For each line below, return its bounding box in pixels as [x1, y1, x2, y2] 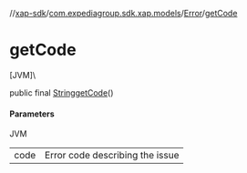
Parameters [9, 108, 55, 119]
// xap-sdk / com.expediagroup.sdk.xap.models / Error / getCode [9, 8, 238, 18]
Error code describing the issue [44, 149, 180, 162]
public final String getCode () [9, 86, 114, 98]
